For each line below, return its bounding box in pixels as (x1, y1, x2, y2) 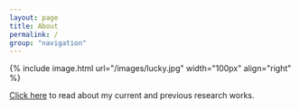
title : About (9, 22, 59, 31)
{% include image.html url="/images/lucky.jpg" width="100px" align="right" (9, 63, 292, 74)
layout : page (9, 13, 59, 23)
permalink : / (9, 30, 59, 39)
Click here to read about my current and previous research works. (9, 90, 255, 101)
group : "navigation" (9, 38, 88, 48)
